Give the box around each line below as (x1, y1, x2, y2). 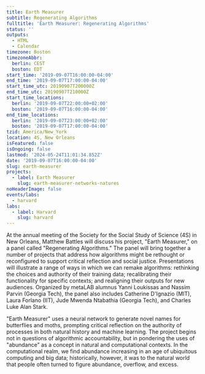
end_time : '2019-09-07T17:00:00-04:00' (6, 77, 109, 84)
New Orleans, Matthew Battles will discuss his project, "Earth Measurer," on (6, 238, 198, 246)
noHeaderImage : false (6, 186, 62, 192)
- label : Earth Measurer (12, 174, 75, 181)
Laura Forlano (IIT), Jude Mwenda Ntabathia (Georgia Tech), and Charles (6, 297, 191, 304)
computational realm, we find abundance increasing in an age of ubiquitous (6, 348, 198, 355)
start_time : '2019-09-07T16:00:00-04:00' (6, 72, 114, 78)
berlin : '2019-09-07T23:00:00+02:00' (12, 117, 109, 123)
